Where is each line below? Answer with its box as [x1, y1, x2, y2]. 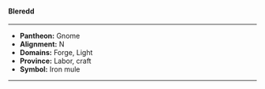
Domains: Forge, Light [19, 48, 93, 57]
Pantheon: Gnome [19, 32, 80, 41]
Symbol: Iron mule [19, 65, 80, 74]
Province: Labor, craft [19, 56, 92, 66]
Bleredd [8, 6, 35, 16]
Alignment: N [19, 39, 65, 49]
